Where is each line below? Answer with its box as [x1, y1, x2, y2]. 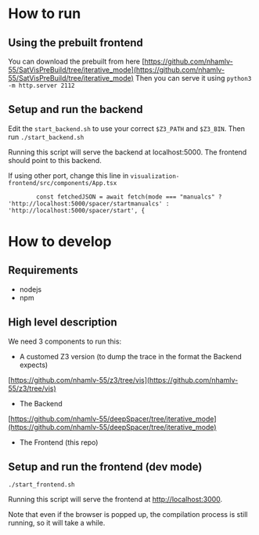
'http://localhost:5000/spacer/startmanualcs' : [8, 199, 170, 208]
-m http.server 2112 [8, 82, 76, 89]
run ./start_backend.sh [8, 132, 85, 141]
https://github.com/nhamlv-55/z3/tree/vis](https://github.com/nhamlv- [10, 375, 239, 384]
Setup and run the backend [8, 103, 143, 116]
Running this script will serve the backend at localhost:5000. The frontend [8, 147, 247, 157]
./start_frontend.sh [8, 481, 76, 489]
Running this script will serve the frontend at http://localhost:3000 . [8, 495, 223, 504]
